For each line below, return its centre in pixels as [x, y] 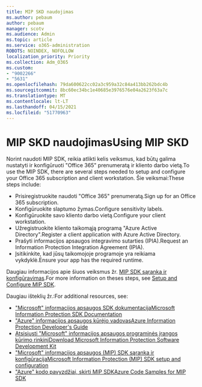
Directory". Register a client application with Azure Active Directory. [98, 235]
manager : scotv [25, 29]
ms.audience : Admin [31, 34]
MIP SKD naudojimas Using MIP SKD [98, 142]
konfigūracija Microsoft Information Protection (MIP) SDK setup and [98, 359]
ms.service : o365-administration [48, 46]
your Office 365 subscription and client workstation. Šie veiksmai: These [95, 178]
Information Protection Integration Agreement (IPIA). [79, 247]
